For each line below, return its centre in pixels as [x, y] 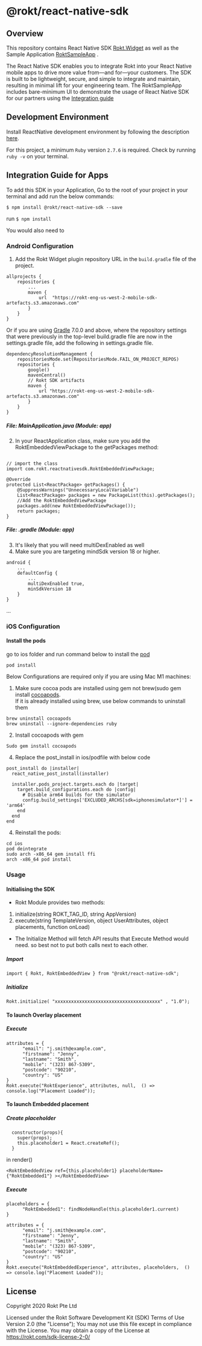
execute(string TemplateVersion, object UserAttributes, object [92, 921]
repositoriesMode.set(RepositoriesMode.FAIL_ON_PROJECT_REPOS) [98, 359]
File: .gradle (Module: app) [40, 529]
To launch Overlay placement [44, 1015]
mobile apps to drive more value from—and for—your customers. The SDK [99, 73]
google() [39, 370]
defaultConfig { [38, 573]
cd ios [14, 843]
